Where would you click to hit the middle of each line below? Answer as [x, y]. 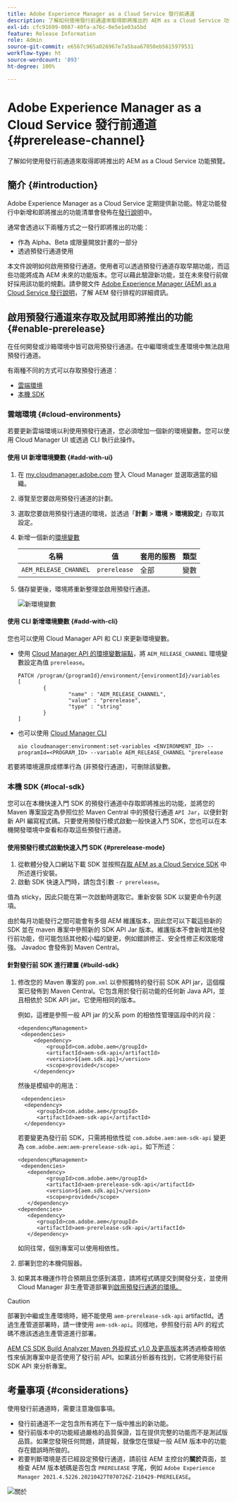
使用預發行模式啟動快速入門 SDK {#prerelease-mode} [86, 847]
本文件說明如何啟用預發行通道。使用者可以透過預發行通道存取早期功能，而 [115, 266]
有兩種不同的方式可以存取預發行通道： [63, 370]
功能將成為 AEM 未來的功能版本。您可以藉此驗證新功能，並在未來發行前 [117, 275]
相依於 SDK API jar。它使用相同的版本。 [81, 999]
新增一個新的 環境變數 [48, 537]
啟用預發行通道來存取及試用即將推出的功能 [100, 317]
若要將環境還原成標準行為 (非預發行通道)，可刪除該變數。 [91, 766]
